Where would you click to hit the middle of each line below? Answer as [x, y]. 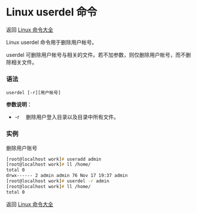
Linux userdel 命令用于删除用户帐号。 [52, 42]
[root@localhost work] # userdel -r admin [58, 181]
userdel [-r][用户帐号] [33, 93]
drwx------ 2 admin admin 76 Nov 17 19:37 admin [67, 176]
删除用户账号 [22, 148]
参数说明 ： [19, 105]
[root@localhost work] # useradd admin [54, 159]
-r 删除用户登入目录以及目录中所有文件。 [67, 117]
